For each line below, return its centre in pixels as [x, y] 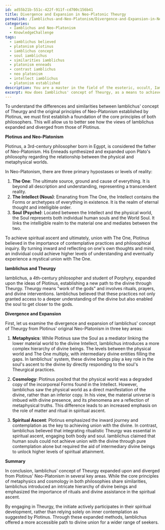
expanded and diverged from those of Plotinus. [53, 127]
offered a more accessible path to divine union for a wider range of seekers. [82, 522]
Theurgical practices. [34, 370]
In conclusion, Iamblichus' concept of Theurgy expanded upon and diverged [82, 471]
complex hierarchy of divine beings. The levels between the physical [82, 349]
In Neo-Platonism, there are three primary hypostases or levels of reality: [79, 172]
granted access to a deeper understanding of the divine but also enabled [79, 299]
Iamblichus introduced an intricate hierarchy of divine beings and [71, 487]
